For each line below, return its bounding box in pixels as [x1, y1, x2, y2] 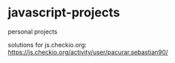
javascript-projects [8, 5, 120, 21]
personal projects [8, 27, 58, 36]
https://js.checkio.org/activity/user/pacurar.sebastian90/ [8, 48, 168, 56]
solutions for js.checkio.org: [8, 40, 87, 49]
